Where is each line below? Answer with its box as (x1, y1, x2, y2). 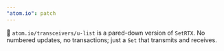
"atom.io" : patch (6, 10, 56, 17)
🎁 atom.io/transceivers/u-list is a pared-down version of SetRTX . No (6, 29, 205, 37)
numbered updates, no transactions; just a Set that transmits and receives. (6, 35, 217, 44)
